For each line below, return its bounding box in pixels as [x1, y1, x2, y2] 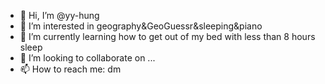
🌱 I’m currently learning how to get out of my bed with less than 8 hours [19, 31, 316, 42]
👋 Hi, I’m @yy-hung [19, 10, 100, 21]
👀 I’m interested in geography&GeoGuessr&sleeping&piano [19, 20, 263, 32]
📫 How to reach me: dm [19, 63, 122, 75]
